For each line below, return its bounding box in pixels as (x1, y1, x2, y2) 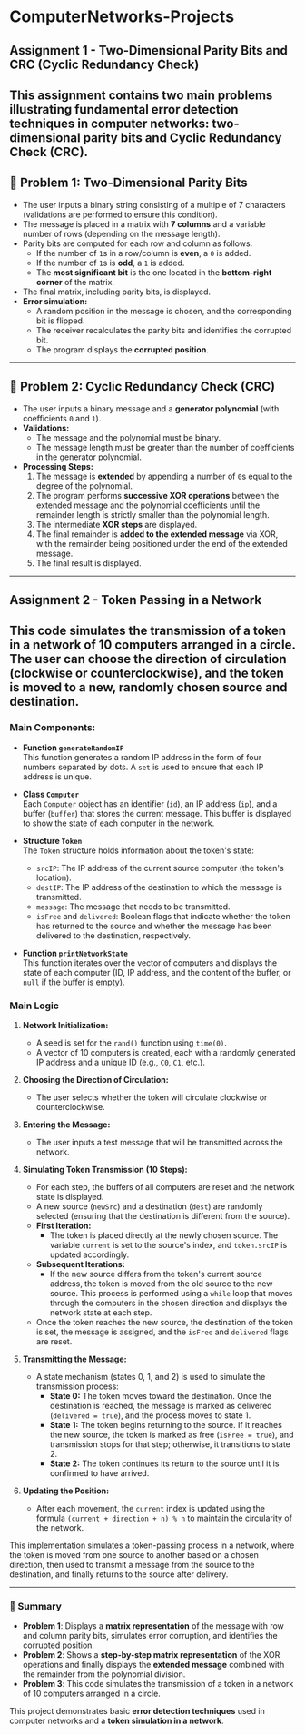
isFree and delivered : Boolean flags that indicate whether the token (35, 910, 290, 921)
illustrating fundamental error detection (9, 102, 239, 117)
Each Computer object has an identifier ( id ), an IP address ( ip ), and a (22, 798, 278, 809)
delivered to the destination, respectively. (35, 929, 191, 941)
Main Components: (9, 721, 96, 734)
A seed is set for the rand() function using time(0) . (35, 1037, 227, 1048)
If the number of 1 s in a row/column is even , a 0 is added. (35, 247, 251, 258)
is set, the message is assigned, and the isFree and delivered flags (35, 1326, 289, 1337)
